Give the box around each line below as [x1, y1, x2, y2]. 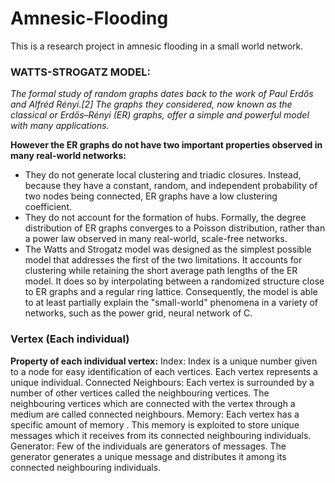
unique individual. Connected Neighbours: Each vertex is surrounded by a [10, 376, 315, 388]
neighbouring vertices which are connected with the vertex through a [10, 397, 296, 409]
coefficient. [24, 201, 72, 213]
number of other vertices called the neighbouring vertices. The [10, 387, 270, 399]
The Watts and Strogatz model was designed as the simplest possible [24, 243, 312, 256]
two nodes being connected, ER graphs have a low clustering [24, 190, 278, 202]
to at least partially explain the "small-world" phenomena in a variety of [24, 297, 319, 309]
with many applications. [10, 120, 110, 132]
